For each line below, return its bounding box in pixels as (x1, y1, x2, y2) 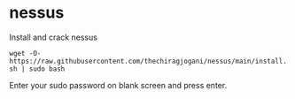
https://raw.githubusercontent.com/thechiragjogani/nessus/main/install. (9, 57, 288, 65)
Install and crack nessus (9, 32, 97, 42)
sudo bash (28, 65, 66, 73)
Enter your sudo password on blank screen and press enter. (9, 80, 228, 90)
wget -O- (9, 49, 42, 57)
